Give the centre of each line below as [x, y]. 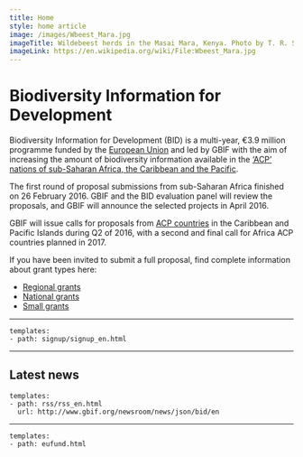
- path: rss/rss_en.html [56, 404]
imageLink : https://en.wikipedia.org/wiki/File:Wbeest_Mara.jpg [133, 51]
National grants [50, 297]
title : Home [32, 18]
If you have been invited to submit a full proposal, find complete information [150, 260]
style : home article [48, 26]
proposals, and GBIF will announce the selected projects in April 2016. [139, 206]
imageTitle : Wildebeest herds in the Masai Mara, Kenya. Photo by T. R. [149, 43]
